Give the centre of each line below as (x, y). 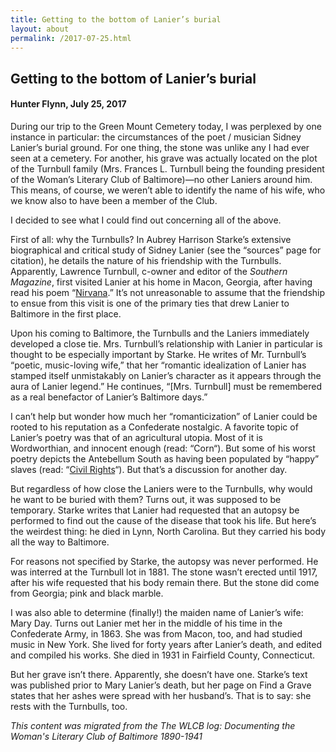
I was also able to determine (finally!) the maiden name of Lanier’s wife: (157, 612)
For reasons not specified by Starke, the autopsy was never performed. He (164, 561)
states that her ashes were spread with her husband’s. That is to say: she (161, 695)
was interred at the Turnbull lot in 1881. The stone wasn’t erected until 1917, (164, 572)
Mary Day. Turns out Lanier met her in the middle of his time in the (146, 623)
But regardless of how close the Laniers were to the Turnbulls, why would (161, 488)
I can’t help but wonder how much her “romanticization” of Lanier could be (164, 416)
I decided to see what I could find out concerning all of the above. (146, 220)
